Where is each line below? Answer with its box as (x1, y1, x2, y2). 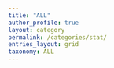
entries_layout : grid (8, 41, 79, 48)
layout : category (8, 26, 65, 34)
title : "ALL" (8, 11, 51, 20)
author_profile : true (8, 19, 79, 27)
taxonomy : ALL (8, 48, 55, 55)
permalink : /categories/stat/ (8, 33, 108, 41)
